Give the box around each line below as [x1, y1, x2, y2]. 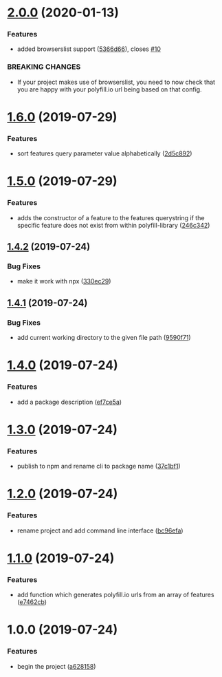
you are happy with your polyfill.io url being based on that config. [16, 85, 202, 94]
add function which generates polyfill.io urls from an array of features [16, 590, 214, 599]
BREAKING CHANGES [7, 62, 81, 72]
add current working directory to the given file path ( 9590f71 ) [16, 334, 191, 342]
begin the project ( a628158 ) [16, 662, 96, 670]
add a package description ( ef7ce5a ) [16, 398, 122, 406]
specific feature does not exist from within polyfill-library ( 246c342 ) [16, 221, 210, 229]
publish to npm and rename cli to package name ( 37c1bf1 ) [16, 462, 181, 471]
